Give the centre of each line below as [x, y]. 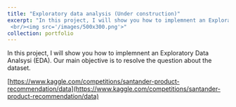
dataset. [19, 68]
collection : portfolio [40, 33]
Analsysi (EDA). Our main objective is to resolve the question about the [110, 61]
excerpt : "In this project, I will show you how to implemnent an [106, 20]
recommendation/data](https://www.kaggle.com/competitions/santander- [114, 89]
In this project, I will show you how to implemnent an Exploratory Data [108, 53]
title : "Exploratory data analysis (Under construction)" [94, 14]
